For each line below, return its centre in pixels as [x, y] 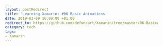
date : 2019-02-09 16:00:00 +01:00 [40, 18]
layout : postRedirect [27, 9]
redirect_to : [18, 23]
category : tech [20, 27]
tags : [10, 32]
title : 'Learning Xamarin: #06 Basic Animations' [56, 14]
